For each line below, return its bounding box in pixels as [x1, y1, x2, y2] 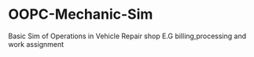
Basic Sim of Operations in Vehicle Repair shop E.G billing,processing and [8, 31, 247, 41]
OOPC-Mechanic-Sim [8, 5, 153, 23]
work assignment [8, 39, 64, 48]
